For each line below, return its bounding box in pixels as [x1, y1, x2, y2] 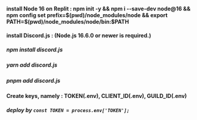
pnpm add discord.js [6, 77, 61, 84]
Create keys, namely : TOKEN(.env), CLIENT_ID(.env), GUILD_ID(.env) [6, 92, 187, 99]
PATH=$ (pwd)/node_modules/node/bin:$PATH [6, 18, 129, 25]
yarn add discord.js [6, 61, 58, 69]
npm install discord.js [6, 46, 63, 53]
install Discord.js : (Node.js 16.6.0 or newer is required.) [6, 32, 152, 39]
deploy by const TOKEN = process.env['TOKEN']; [6, 106, 130, 113]
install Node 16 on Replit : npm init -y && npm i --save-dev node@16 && [6, 5, 191, 12]
